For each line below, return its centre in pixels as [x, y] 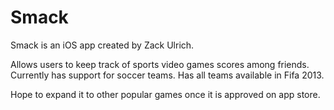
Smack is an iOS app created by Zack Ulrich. [102, 45]
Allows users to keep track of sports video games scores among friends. [160, 64]
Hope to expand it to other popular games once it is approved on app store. [165, 94]
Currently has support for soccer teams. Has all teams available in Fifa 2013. [167, 75]
